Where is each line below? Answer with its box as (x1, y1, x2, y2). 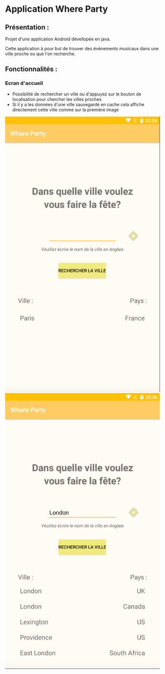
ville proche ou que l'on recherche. (5, 51, 76, 57)
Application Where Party (5, 3, 108, 15)
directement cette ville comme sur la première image (12, 107, 119, 113)
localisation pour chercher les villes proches (12, 96, 102, 102)
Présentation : (5, 23, 49, 31)
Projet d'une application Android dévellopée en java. (5, 36, 111, 42)
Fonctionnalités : (5, 65, 57, 73)
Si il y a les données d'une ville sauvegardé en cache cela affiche (12, 101, 145, 107)
